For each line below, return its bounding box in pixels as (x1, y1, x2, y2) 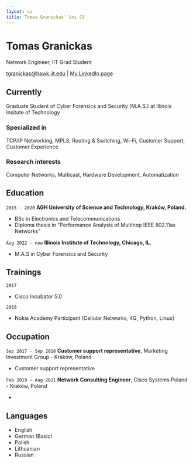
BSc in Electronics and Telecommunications (14, 215, 120, 222)
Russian (14, 451, 34, 458)
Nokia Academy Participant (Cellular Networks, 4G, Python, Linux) (14, 315, 175, 322)
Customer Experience (6, 143, 58, 150)
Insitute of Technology (6, 109, 60, 116)
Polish (14, 439, 30, 446)
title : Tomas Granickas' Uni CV (6, 14, 85, 20)
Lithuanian (14, 445, 40, 452)
